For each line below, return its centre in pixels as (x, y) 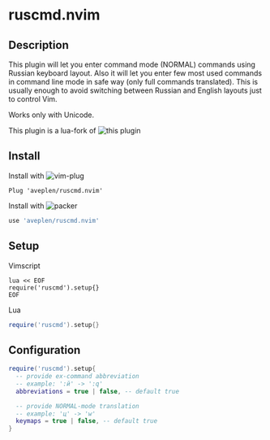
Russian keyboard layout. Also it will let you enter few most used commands (135, 73)
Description (39, 45)
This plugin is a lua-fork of (52, 131)
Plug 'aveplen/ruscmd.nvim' (56, 190)
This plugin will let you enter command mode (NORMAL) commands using (132, 64)
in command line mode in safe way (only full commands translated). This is (133, 82)
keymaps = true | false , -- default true (87, 421)
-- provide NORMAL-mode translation (77, 406)
